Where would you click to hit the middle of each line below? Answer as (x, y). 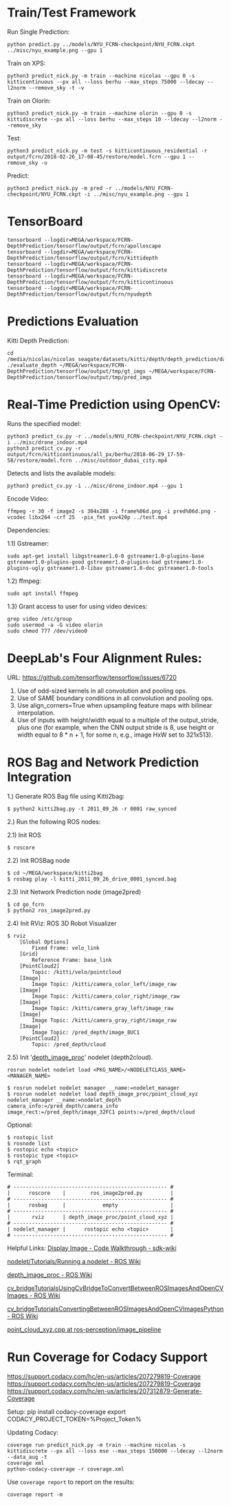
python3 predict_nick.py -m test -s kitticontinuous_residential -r (107, 151)
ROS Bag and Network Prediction (103, 762)
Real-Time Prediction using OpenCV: (114, 405)
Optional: (20, 1125)
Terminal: (20, 1174)
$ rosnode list (29, 1143)
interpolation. (36, 713)
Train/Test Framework (71, 13)
